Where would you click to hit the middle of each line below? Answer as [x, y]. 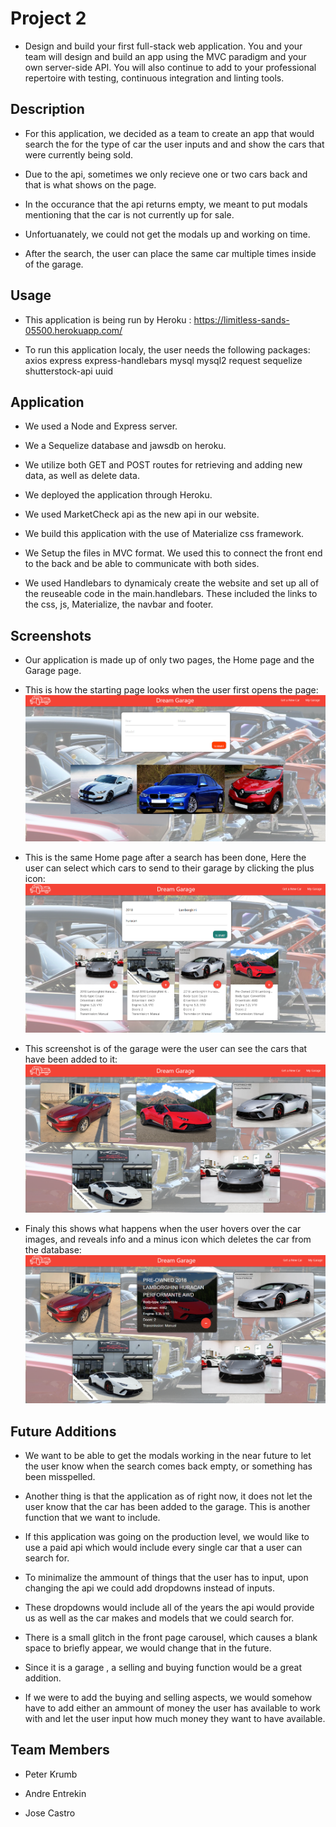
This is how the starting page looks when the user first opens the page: [171, 690]
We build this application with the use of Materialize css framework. [164, 534]
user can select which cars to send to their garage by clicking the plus [169, 868]
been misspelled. [60, 1477]
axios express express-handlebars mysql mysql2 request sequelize [163, 360]
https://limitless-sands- [241, 319]
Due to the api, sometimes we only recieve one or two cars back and [166, 174]
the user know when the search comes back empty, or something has [168, 1466]
